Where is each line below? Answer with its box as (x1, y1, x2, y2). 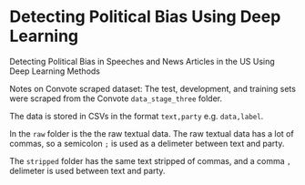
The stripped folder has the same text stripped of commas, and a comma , (9, 155, 291, 166)
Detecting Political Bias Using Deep (9, 6, 281, 27)
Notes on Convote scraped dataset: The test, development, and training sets (9, 83, 296, 94)
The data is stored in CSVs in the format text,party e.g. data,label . (9, 110, 264, 121)
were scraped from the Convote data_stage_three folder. (9, 93, 223, 104)
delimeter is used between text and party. (9, 165, 166, 176)
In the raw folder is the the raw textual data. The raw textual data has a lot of (9, 128, 294, 139)
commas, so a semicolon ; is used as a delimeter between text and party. (9, 138, 285, 149)
